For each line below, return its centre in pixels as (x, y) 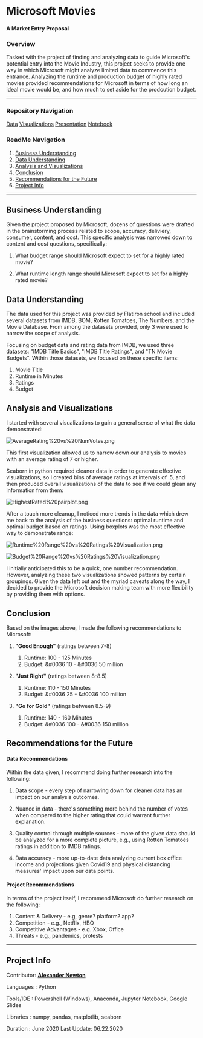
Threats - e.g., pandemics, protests (59, 935)
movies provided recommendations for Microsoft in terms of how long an (97, 83)
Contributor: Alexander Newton (46, 975)
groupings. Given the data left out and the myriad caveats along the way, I (98, 581)
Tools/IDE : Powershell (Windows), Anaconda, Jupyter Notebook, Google (97, 999)
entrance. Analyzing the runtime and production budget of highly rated (94, 76)
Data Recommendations (37, 758)
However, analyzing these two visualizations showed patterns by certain (96, 575)
